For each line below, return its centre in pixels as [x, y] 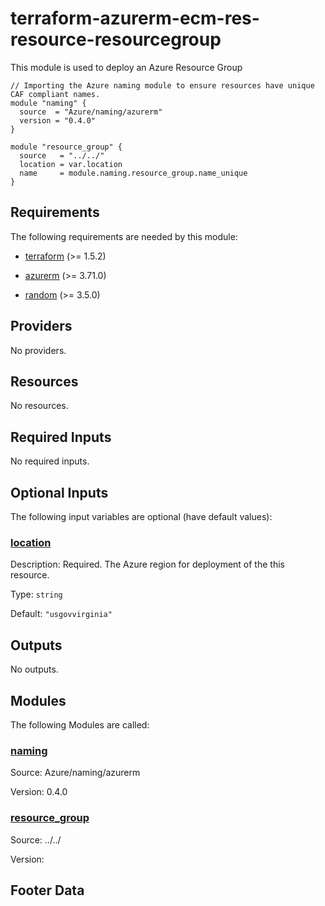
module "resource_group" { [66, 147]
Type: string [36, 594]
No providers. [38, 350]
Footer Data [47, 890]
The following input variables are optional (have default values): [141, 516]
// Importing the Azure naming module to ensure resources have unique [162, 85]
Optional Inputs [59, 492]
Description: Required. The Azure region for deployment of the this [147, 564]
